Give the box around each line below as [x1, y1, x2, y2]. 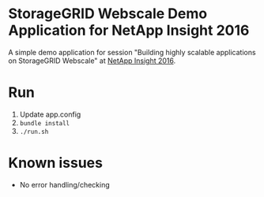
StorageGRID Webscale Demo [8, 5, 208, 23]
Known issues [8, 154, 103, 172]
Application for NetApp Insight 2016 [8, 21, 250, 39]
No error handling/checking [19, 180, 111, 189]
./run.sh [19, 128, 49, 136]
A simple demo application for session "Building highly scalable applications [8, 47, 256, 57]
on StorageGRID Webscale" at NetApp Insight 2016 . [8, 56, 176, 65]
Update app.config [19, 110, 81, 119]
